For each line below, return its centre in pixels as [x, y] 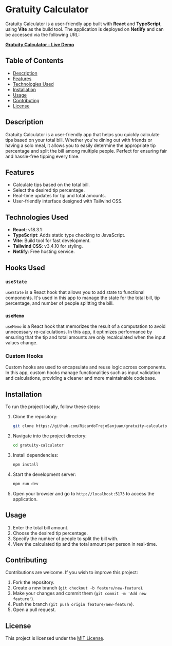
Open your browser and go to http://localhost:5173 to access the [84, 493]
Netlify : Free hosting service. [44, 252]
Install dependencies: [35, 455]
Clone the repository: [35, 417]
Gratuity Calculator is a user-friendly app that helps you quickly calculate [83, 134]
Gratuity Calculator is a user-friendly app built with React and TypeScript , [83, 24]
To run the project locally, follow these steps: [53, 407]
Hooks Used [25, 267]
